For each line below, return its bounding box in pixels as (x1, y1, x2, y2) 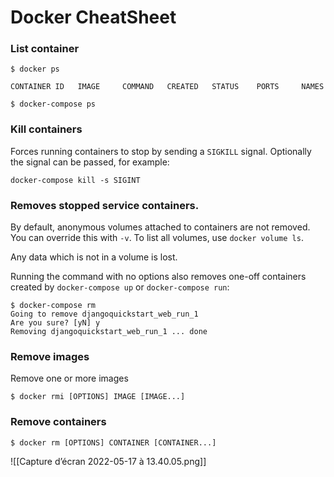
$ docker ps (10, 64, 60, 75)
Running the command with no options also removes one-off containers (10, 271, 307, 283)
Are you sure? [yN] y (10, 318, 101, 328)
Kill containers (10, 122, 83, 136)
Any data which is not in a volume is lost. (10, 251, 178, 263)
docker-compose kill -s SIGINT (10, 175, 141, 185)
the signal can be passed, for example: (10, 156, 170, 168)
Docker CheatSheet (10, 6, 177, 29)
